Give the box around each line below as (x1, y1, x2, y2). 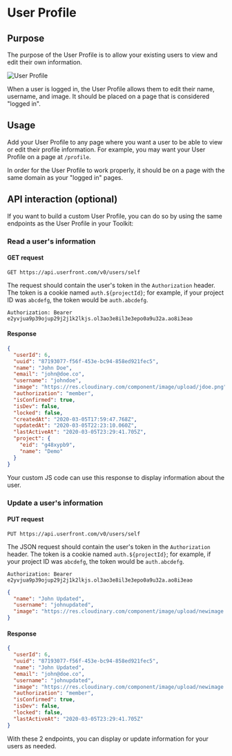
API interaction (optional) (7, 194, 118, 205)
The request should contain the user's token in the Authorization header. (7, 281, 215, 289)
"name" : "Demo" (19, 448, 64, 454)
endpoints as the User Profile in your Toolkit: (7, 219, 134, 228)
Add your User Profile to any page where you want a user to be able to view (7, 138, 223, 146)
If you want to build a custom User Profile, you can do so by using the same (7, 212, 222, 220)
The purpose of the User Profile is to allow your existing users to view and (7, 50, 217, 59)
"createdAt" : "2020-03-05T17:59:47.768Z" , (13, 416, 137, 423)
